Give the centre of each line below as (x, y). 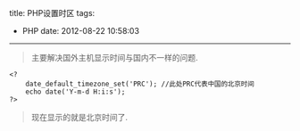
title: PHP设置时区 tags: (52, 13)
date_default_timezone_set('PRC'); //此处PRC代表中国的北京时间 (140, 84)
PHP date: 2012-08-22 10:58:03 (81, 31)
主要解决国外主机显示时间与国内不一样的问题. (114, 57)
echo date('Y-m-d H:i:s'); (75, 92)
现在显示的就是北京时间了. (79, 117)
